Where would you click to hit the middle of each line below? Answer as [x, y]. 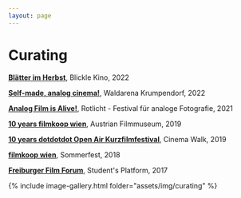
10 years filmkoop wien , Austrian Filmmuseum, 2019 [95, 124]
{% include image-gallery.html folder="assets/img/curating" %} [113, 185]
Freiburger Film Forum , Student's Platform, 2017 [88, 170]
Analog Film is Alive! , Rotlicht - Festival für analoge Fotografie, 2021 [120, 108]
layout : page [30, 16]
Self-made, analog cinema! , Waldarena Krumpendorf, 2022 [107, 93]
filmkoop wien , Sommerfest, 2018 [65, 154]
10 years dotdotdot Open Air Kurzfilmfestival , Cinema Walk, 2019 [117, 139]
